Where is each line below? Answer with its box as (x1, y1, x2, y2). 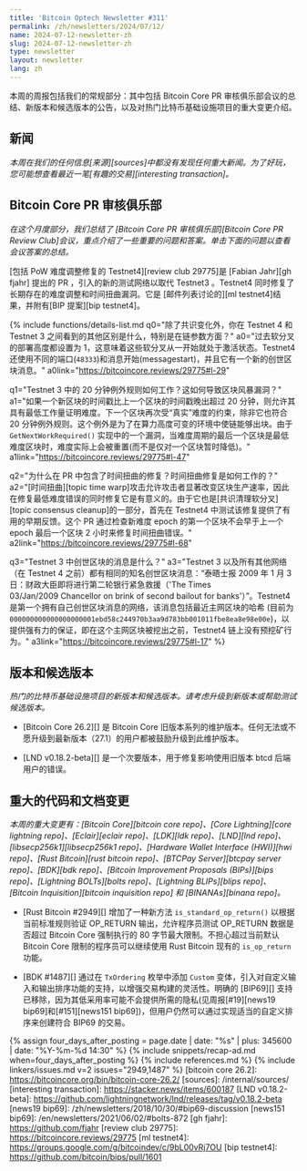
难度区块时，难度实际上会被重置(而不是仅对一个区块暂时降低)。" (9, 441, 251, 452)
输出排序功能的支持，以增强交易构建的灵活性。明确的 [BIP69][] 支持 (38, 983, 293, 994)
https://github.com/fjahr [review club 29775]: (9, 1123, 179, 1134)
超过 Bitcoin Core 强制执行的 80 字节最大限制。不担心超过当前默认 (30, 930, 280, 940)
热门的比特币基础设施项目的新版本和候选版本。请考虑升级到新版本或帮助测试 (9, 691, 297, 702)
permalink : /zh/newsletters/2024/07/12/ (9, 22, 166, 31)
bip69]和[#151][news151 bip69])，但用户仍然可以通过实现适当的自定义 (22, 1006, 285, 1017)
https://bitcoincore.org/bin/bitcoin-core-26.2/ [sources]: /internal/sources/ (9, 1074, 290, 1085)
